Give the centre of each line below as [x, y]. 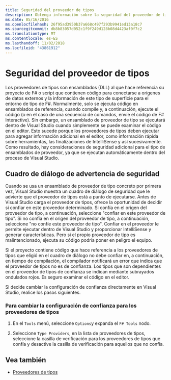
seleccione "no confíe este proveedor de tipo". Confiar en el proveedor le [82, 224]
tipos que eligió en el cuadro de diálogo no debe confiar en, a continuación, [84, 256]
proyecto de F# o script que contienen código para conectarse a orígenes [83, 93]
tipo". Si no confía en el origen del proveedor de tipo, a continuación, [77, 219]
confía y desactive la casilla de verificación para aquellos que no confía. [88, 344]
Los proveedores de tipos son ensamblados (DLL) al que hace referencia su [85, 87]
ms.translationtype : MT [31, 34]
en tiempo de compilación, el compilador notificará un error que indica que [84, 261]
